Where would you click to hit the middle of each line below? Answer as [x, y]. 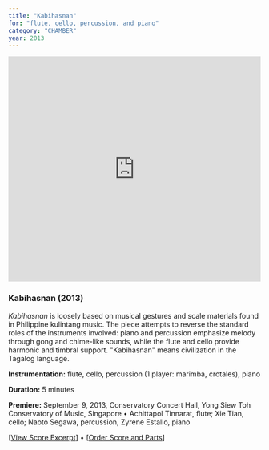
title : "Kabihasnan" [43, 16]
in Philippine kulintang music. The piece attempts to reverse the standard [129, 324]
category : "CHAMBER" [43, 30]
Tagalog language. [39, 358]
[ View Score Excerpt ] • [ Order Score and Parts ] [87, 437]
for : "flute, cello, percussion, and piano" [84, 23]
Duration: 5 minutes [41, 389]
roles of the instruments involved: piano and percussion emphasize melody [132, 332]
